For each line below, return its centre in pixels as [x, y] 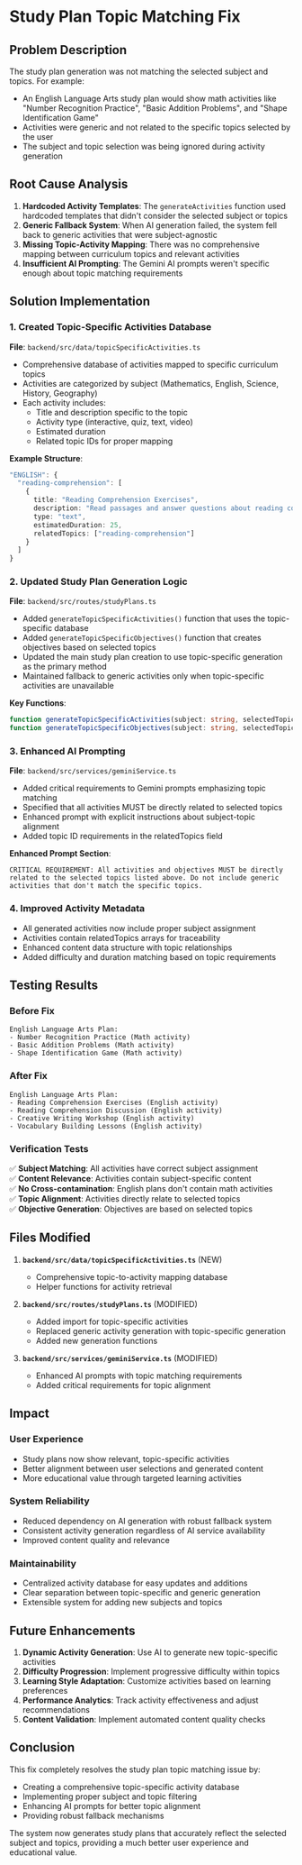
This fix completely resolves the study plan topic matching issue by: [135, 1769]
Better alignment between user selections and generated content [142, 1468]
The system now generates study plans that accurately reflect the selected [148, 1833]
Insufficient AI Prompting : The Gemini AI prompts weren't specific [146, 263]
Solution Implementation [80, 302]
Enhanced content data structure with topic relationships [127, 947]
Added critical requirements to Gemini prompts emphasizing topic [144, 788]
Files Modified [50, 1238]
